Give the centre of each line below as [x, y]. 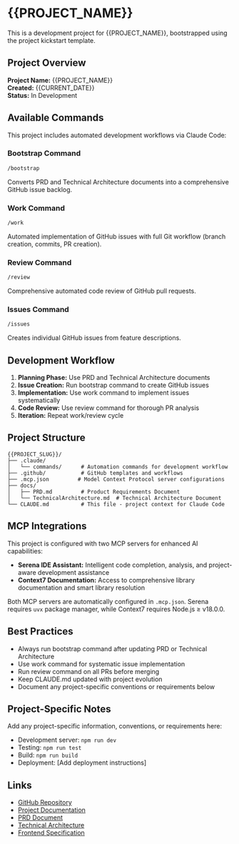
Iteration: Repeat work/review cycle [71, 416]
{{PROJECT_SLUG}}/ [35, 454]
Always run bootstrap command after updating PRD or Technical [112, 648]
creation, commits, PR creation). [55, 243]
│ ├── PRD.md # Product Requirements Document [94, 492]
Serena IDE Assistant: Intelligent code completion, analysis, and [112, 565]
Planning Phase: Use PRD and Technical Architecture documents [114, 378]
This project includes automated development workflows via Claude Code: [117, 135]
